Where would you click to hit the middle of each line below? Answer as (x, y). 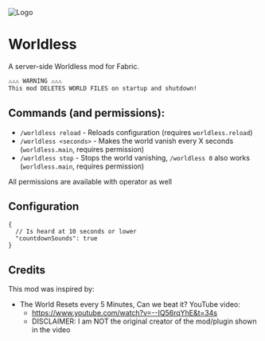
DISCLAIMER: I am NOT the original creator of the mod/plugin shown (144, 321)
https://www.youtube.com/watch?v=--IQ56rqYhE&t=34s (124, 313)
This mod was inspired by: (51, 289)
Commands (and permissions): (87, 113)
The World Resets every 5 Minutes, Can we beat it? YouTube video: (130, 304)
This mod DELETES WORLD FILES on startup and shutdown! (103, 88)
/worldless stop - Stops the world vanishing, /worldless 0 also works (135, 157)
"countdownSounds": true (57, 238)
